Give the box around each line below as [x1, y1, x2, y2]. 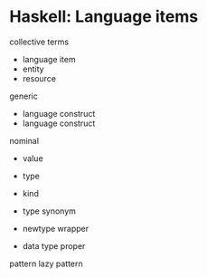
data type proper [22, 240, 86, 251]
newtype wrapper [22, 223, 89, 234]
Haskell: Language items [9, 6, 199, 27]
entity [22, 63, 44, 74]
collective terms [9, 36, 70, 47]
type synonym [22, 206, 77, 216]
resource [22, 72, 57, 83]
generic [9, 91, 38, 101]
